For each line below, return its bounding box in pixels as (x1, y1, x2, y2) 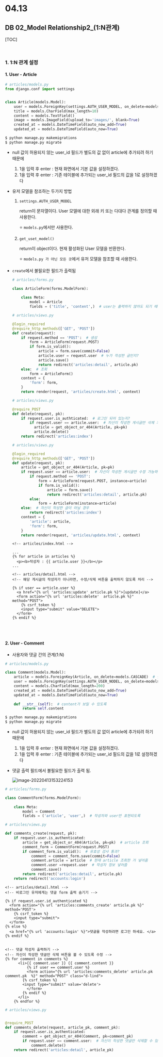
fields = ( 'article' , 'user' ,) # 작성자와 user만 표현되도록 (22, 813, 141, 818)
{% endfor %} (14, 999, 40, 1004)
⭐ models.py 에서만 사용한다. (19, 224, 73, 230)
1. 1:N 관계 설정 (5, 59, 38, 66)
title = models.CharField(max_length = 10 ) (14, 109, 98, 114)
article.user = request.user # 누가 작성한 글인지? (38, 353, 139, 358)
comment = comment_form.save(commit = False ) (31, 854, 120, 859)
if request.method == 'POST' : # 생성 (21, 335, 98, 340)
